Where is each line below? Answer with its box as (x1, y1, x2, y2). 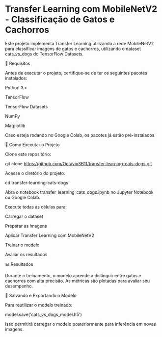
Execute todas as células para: (5, 204, 67, 209)
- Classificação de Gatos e (5, 14, 115, 25)
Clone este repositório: (5, 151, 52, 157)
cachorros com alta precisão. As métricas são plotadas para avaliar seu (5, 278, 150, 284)
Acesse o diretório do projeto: (5, 170, 65, 176)
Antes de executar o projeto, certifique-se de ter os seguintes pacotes (5, 70, 147, 76)
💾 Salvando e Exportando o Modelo (5, 292, 77, 298)
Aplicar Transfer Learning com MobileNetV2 (5, 232, 94, 238)
